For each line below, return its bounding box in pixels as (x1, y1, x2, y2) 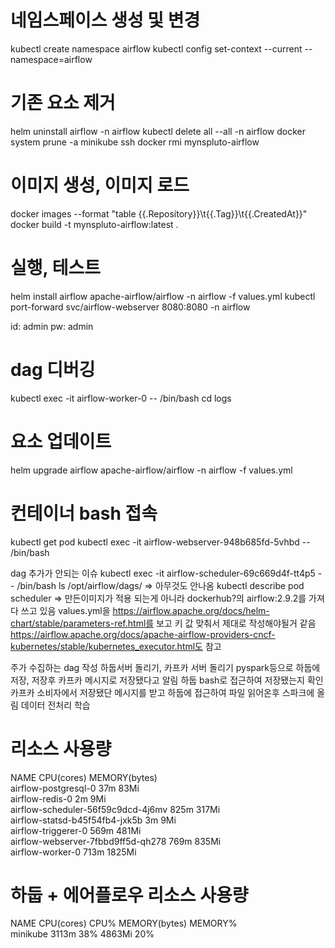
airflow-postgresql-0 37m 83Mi (10, 782, 140, 794)
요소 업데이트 (10, 430, 112, 453)
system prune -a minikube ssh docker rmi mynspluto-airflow (10, 136, 260, 148)
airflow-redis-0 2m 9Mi (10, 792, 107, 805)
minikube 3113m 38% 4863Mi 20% (10, 928, 155, 940)
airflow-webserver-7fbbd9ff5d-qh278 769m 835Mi (10, 835, 222, 847)
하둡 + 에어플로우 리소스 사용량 (10, 884, 249, 906)
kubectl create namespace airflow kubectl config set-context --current (10, 42, 303, 55)
